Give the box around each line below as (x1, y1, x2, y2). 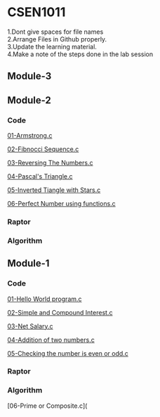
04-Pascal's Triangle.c (7, 172, 73, 181)
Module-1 (7, 257, 50, 269)
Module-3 (7, 70, 52, 82)
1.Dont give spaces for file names (7, 27, 104, 36)
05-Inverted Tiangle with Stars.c (7, 186, 101, 194)
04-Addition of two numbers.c (7, 335, 95, 344)
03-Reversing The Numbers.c (7, 159, 93, 167)
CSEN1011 (7, 4, 66, 20)
